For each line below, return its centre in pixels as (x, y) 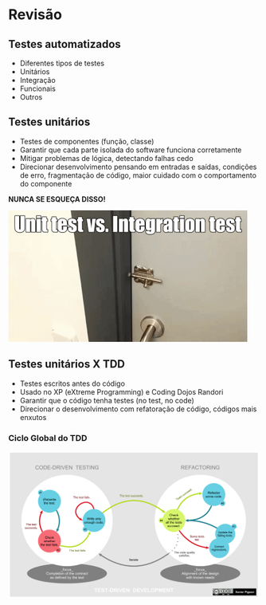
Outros (31, 97)
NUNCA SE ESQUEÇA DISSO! (57, 199)
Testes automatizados (65, 44)
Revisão (35, 15)
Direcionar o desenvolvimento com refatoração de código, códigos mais (138, 409)
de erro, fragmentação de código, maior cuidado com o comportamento (138, 175)
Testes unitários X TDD (66, 364)
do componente (46, 183)
